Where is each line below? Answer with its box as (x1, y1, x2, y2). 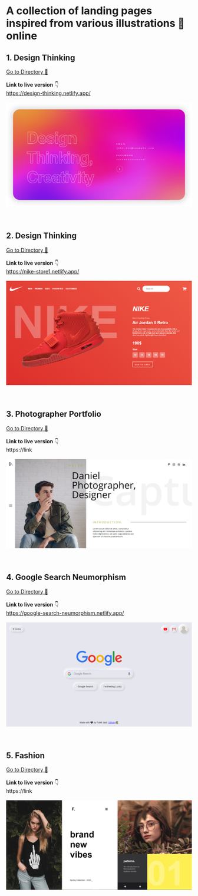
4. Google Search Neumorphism (6, 572, 127, 582)
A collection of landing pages (6, 4, 153, 18)
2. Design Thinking (6, 231, 77, 241)
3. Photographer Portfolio (6, 409, 101, 419)
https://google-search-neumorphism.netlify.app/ (6, 609, 124, 617)
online (6, 29, 37, 42)
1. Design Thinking (6, 52, 75, 62)
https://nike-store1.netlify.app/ (6, 268, 80, 275)
